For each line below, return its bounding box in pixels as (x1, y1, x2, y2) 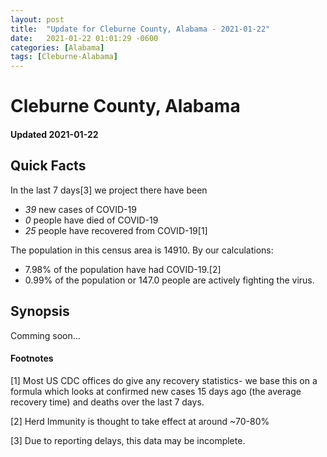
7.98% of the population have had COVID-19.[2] (24, 263, 222, 275)
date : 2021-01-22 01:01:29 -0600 (10, 33, 159, 43)
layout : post (10, 14, 65, 25)
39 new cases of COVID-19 (24, 203, 137, 215)
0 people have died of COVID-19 (24, 214, 159, 226)
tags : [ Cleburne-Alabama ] (10, 52, 118, 62)
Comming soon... (10, 329, 81, 341)
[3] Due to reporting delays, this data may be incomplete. (10, 434, 246, 446)
